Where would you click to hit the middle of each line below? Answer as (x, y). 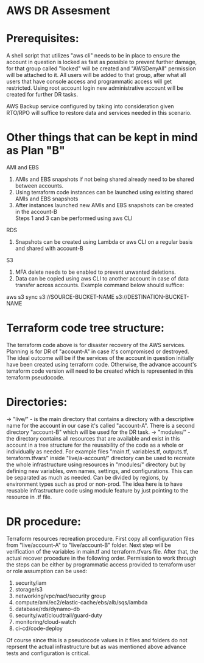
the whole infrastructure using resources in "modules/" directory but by (96, 464)
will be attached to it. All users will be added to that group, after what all (96, 75)
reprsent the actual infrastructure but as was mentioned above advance (96, 647)
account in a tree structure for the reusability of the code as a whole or (95, 445)
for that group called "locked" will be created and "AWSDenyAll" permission (101, 68)
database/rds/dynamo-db (47, 609)
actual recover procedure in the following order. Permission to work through (101, 558)
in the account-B (36, 212)
